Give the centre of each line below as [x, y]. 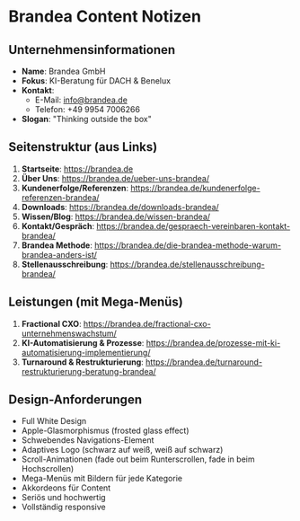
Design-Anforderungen [75, 400]
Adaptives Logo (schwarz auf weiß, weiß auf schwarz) [122, 450]
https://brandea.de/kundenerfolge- [196, 188]
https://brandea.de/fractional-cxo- [147, 323]
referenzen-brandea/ [60, 197]
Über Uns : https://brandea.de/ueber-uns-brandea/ [115, 178]
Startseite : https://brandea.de [77, 169]
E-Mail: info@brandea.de [81, 100]
